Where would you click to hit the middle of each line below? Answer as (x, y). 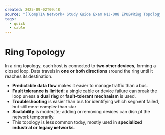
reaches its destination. (29, 76)
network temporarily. (33, 117)
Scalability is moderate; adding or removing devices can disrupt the (81, 112)
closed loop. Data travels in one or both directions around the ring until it (79, 71)
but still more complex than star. (45, 107)
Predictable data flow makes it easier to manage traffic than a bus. (80, 86)
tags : (11, 19)
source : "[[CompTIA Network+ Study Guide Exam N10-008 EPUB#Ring (73, 14)
